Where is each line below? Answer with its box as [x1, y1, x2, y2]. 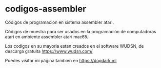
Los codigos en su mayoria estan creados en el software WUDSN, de [5, 43, 144, 49]
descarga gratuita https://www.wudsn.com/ [5, 48, 93, 54]
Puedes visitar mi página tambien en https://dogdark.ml [5, 57, 117, 63]
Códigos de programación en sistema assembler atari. [5, 19, 114, 25]
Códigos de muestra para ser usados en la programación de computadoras [5, 28, 157, 34]
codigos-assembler [5, 3, 86, 14]
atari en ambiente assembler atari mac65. [5, 34, 89, 40]
